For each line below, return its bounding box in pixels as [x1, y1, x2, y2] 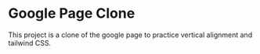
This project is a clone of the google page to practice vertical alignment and [8, 30, 253, 39]
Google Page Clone [8, 5, 135, 22]
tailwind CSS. [8, 38, 52, 47]
